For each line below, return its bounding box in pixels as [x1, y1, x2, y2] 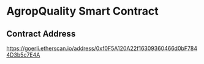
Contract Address [6, 29, 76, 39]
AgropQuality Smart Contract [6, 4, 159, 18]
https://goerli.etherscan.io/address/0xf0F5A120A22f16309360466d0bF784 [6, 44, 198, 52]
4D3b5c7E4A [6, 51, 40, 59]
